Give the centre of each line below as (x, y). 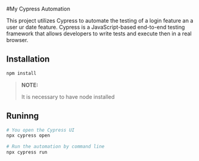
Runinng (23, 116)
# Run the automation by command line (55, 147)
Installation (28, 59)
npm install (21, 73)
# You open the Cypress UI (40, 130)
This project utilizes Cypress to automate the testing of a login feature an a (100, 20)
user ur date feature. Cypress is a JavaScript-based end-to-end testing (96, 27)
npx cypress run (27, 152)
